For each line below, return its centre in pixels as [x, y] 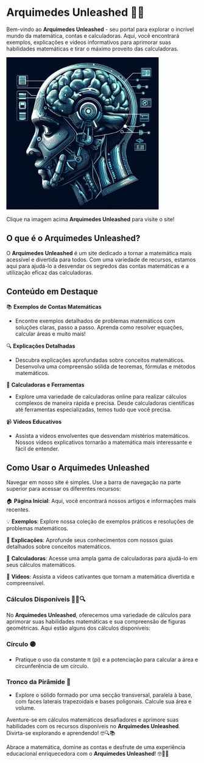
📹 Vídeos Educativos [34, 421]
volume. [25, 708]
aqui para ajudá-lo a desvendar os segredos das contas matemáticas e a [98, 266]
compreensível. [26, 583]
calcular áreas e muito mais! [51, 334]
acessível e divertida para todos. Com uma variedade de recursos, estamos [101, 259]
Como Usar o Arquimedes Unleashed [78, 467]
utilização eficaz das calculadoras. [50, 272]
